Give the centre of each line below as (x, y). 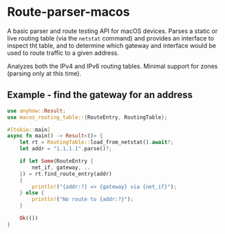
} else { (32, 193)
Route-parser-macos (68, 12)
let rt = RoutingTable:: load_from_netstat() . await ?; (97, 142)
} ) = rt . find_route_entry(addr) (66, 174)
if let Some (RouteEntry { (57, 161)
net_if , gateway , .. (61, 167)
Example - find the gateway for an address (100, 95)
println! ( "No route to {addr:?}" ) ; (83, 200)
